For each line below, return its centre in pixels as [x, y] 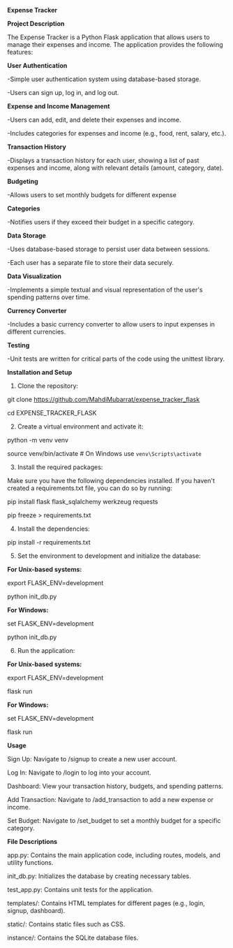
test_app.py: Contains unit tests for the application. [80, 890]
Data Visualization [34, 276]
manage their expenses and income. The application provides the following [115, 44]
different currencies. [37, 332]
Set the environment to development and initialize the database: [109, 556]
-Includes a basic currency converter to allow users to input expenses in [111, 324]
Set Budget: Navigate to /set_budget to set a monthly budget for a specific [114, 820]
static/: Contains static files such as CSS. [66, 924]
